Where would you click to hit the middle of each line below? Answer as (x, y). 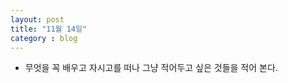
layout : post (37, 19)
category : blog (44, 38)
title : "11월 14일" (49, 29)
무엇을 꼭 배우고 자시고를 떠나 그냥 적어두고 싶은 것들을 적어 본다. (151, 68)
